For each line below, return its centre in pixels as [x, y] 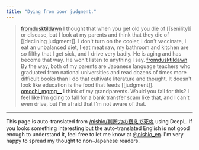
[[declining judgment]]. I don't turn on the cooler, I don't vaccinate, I [103, 41]
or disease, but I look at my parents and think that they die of [95, 35]
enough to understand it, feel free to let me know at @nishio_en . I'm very [95, 134]
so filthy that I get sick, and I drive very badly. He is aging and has [101, 53]
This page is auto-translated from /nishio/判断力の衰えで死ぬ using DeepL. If [99, 121]
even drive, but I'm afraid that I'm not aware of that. [84, 103]
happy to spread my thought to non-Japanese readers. [73, 141]
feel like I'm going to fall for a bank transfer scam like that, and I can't [105, 97]
